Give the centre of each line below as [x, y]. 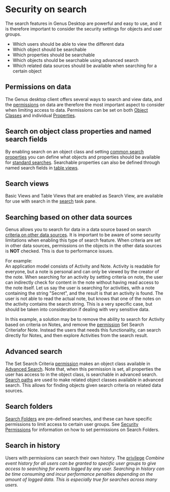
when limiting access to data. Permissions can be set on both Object [77, 110]
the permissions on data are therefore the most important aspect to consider [85, 105]
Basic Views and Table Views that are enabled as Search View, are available [84, 196]
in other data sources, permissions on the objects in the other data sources [83, 246]
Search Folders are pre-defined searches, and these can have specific [79, 419]
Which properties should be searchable [54, 55]
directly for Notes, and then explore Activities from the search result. [77, 336]
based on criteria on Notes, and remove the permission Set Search [75, 325]
